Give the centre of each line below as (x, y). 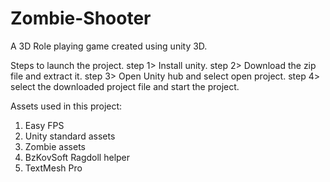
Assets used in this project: (66, 106)
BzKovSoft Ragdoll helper (77, 157)
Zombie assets (55, 146)
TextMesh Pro (53, 168)
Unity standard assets (70, 136)
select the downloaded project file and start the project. (125, 86)
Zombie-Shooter (81, 18)
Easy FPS (44, 125)
